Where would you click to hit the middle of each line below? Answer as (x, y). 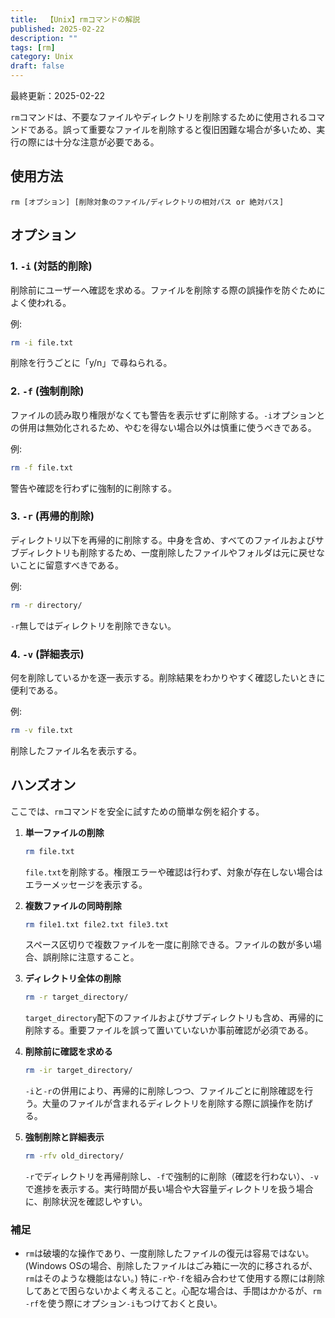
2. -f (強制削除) (47, 391)
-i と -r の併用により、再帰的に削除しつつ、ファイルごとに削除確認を (164, 1091)
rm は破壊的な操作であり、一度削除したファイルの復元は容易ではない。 (169, 1253)
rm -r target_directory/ (76, 997)
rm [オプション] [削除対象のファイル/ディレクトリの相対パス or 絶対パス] (147, 202)
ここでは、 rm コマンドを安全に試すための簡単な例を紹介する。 (137, 811)
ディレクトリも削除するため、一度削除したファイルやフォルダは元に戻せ (167, 552)
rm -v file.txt (42, 731)
